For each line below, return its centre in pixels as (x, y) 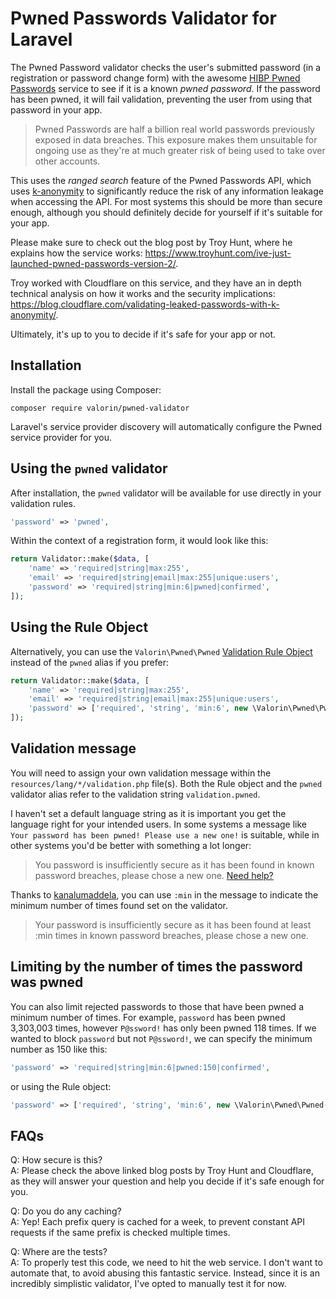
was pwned (47, 982)
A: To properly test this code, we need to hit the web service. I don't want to (166, 1263)
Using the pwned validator (89, 468)
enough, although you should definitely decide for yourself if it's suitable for (166, 212)
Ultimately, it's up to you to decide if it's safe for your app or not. (143, 334)
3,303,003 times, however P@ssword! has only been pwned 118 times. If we (163, 1028)
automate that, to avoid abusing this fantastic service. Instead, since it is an (165, 1273)
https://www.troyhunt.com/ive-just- (218, 253)
